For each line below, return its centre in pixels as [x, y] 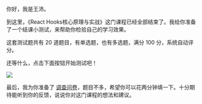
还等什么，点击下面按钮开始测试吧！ [52, 63]
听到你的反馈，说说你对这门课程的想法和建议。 [76, 95]
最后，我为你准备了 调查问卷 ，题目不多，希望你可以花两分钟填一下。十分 [98, 87]
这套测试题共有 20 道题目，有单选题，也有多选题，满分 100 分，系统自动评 [100, 42]
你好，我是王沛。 [28, 9]
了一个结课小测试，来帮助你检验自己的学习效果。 [68, 29]
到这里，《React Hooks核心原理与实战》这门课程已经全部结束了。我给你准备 [101, 22]
